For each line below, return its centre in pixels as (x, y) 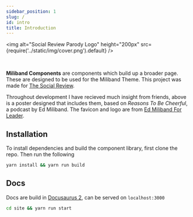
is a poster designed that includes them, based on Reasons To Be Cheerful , (97, 104)
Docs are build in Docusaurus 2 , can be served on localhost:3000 (85, 197)
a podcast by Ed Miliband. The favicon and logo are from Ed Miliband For (94, 109)
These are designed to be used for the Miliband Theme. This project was (94, 80)
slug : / (15, 17)
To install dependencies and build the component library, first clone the (92, 148)
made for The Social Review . (40, 86)
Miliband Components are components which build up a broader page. (92, 73)
